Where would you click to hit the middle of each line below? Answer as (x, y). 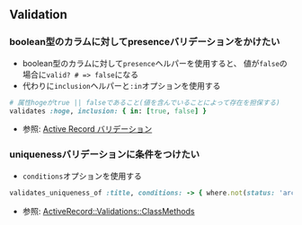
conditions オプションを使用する (82, 176)
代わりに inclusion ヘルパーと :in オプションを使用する (121, 85)
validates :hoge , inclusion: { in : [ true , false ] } (108, 111)
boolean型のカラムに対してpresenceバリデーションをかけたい (145, 42)
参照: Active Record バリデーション (87, 129)
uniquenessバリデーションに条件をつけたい (105, 154)
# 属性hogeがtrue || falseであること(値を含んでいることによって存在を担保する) (145, 102)
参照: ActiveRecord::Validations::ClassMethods (108, 211)
